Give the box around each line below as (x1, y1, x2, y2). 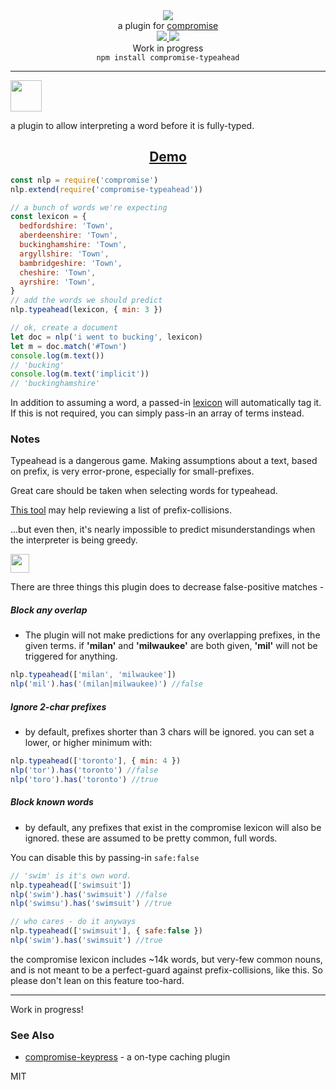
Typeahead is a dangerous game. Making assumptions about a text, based (10, 455, 318, 467)
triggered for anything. (24, 650, 118, 663)
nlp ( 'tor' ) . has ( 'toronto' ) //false (10, 765, 159, 776)
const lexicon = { (10, 212, 87, 222)
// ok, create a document (10, 323, 118, 333)
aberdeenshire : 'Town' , (19, 230, 118, 241)
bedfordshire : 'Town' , (19, 221, 114, 231)
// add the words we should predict (10, 295, 163, 306)
